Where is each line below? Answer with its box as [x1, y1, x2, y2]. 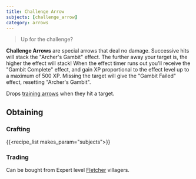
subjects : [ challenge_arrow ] [6, 14, 78, 20]
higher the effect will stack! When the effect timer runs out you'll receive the [6, 60, 191, 67]
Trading [6, 153, 29, 161]
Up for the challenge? [20, 36, 74, 43]
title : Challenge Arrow [6, 8, 65, 15]
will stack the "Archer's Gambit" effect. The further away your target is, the [6, 54, 188, 61]
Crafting [6, 125, 31, 133]
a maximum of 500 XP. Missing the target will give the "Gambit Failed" [6, 72, 177, 80]
